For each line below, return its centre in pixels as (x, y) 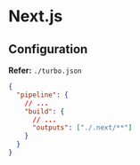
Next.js (36, 16)
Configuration (48, 49)
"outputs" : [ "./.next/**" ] (82, 128)
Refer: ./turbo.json (45, 70)
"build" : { (45, 111)
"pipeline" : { (42, 95)
